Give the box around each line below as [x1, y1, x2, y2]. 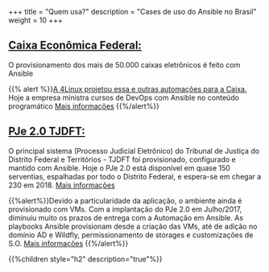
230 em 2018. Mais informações [8, 180, 115, 190]
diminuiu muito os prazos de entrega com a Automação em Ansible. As [8, 212, 244, 222]
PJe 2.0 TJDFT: [8, 125, 86, 138]
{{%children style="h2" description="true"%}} [8, 253, 163, 264]
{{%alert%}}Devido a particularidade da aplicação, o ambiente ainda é [8, 196, 242, 205]
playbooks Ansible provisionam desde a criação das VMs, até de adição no [8, 221, 258, 231]
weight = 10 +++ [8, 15, 63, 25]
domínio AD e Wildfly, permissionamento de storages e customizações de [8, 229, 254, 240]
